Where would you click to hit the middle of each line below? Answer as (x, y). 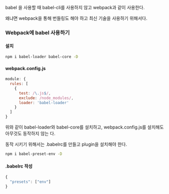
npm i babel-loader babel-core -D (42, 57)
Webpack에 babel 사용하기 (38, 33)
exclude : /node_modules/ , (46, 98)
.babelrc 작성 (19, 166)
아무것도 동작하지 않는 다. (30, 134)
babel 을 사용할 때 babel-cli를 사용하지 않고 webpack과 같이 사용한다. (75, 7)
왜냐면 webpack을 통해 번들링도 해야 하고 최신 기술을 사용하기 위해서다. (76, 18)
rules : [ (19, 84)
